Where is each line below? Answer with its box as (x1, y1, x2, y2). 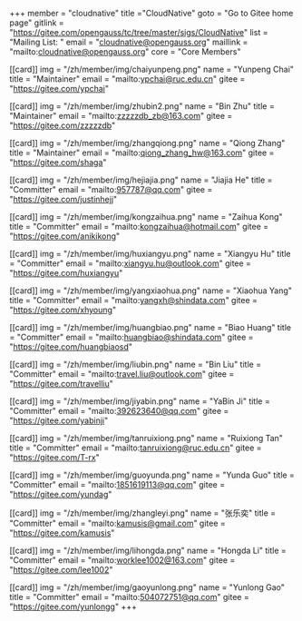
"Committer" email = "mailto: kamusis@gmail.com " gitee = (9, 517, 227, 528)
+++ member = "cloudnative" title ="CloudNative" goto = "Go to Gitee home (9, 8, 294, 18)
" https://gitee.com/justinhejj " (9, 194, 118, 204)
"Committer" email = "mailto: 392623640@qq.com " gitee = (9, 406, 229, 416)
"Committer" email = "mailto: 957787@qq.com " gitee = (9, 184, 213, 194)
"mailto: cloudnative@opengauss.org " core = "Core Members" (9, 46, 241, 57)
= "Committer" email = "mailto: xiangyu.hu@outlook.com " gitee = (9, 258, 252, 269)
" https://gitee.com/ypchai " (9, 84, 110, 94)
